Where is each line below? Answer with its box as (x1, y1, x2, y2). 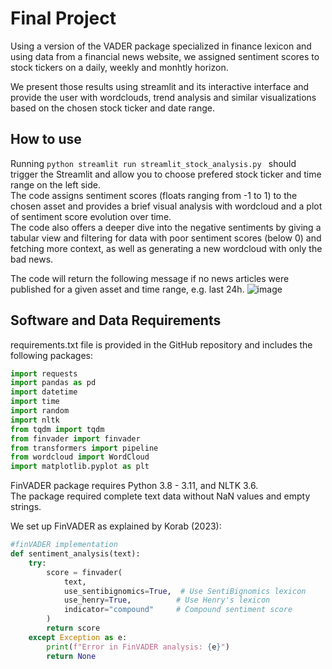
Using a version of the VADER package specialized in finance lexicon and (10, 40, 312, 52)
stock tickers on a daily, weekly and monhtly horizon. (10, 61, 229, 73)
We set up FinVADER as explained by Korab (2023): (10, 520, 222, 532)
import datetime (10, 387, 78, 397)
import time (10, 397, 60, 407)
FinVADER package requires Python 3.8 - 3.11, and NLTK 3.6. (10, 480, 259, 492)
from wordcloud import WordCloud (10, 452, 150, 462)
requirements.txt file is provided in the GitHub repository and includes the (10, 338, 313, 351)
